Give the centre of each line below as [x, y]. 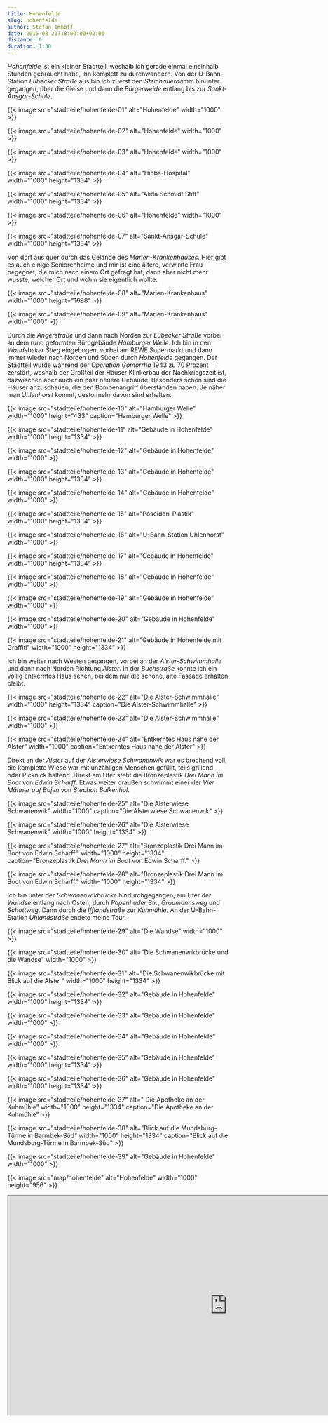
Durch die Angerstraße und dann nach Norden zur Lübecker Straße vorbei [115, 335]
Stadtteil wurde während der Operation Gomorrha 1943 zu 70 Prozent [108, 365]
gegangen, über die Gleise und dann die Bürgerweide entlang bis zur [107, 89]
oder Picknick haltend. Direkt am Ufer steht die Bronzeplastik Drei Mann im [115, 775]
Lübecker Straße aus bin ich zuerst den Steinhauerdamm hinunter [124, 81]
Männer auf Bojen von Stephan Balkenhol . [68, 790]
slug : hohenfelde [33, 20]
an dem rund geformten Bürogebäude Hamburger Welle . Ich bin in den [109, 342]
